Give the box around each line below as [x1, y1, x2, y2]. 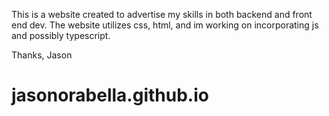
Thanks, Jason [11, 49, 73, 61]
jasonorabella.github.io [11, 84, 209, 107]
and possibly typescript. [11, 30, 111, 41]
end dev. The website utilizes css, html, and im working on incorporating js [11, 19, 319, 31]
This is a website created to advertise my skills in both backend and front [11, 9, 313, 20]
